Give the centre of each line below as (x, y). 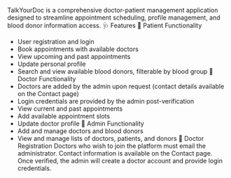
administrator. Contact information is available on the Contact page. (115, 153)
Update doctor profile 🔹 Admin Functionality (81, 123)
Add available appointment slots (64, 116)
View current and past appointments (70, 109)
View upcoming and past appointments (74, 56)
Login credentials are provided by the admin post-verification (106, 101)
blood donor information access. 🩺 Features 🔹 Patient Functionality (105, 25)
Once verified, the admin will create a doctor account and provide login (120, 161)
